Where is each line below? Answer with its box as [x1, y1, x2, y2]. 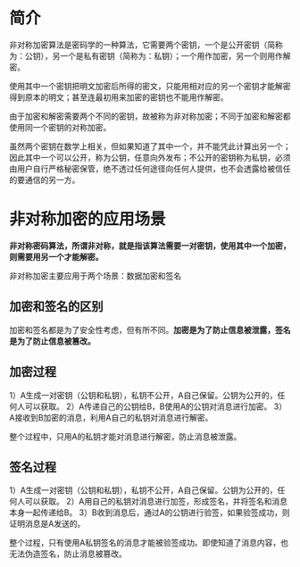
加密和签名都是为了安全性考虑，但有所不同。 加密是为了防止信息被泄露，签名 [9, 324, 291, 335]
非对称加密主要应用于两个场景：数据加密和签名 [9, 270, 181, 281]
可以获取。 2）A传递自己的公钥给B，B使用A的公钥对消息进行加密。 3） [24, 401, 287, 412]
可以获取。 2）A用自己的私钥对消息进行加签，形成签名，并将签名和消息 [24, 496, 288, 507]
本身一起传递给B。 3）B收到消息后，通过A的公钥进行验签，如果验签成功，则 [9, 507, 290, 518]
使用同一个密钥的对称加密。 [9, 121, 112, 132]
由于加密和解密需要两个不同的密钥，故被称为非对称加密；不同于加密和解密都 [9, 111, 291, 121]
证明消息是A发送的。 [9, 519, 86, 529]
